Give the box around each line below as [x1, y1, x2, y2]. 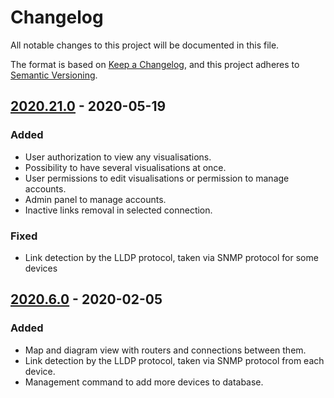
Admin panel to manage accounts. [24, 193, 167, 205]
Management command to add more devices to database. [24, 376, 264, 388]
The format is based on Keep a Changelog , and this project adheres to [10, 58, 300, 70]
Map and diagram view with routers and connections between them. [24, 344, 307, 356]
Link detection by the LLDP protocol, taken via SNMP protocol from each [24, 354, 325, 366]
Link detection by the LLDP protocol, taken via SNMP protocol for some [24, 251, 319, 263]
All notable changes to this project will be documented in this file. [10, 39, 280, 51]
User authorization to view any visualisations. [24, 151, 212, 163]
